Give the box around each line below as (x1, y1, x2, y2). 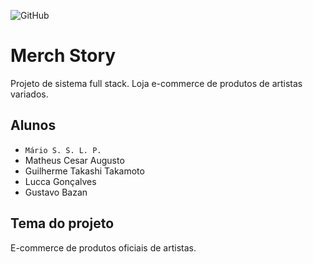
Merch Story (10, 45, 117, 67)
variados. (10, 88, 49, 100)
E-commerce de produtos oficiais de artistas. (10, 241, 197, 254)
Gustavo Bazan (24, 186, 88, 198)
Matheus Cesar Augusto (24, 154, 125, 166)
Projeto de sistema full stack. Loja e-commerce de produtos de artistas (10, 77, 303, 89)
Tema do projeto (10, 215, 115, 232)
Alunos (10, 117, 57, 134)
